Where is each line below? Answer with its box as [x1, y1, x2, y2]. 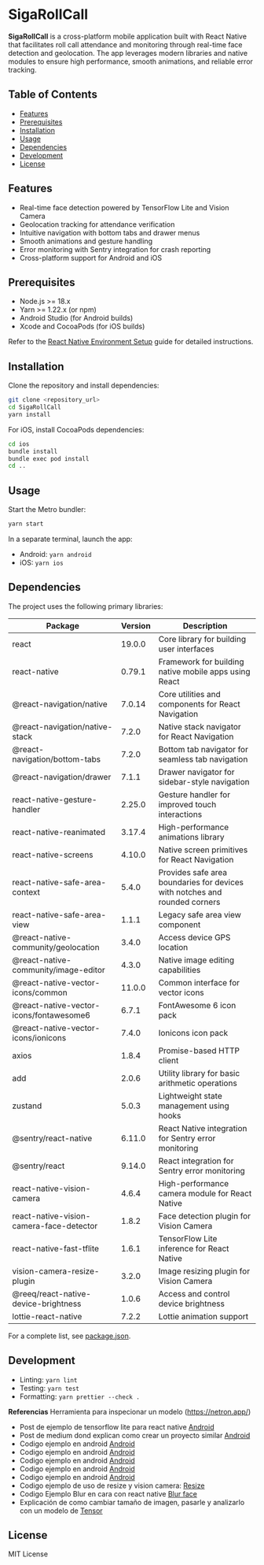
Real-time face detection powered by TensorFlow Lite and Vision [19, 202, 229, 212]
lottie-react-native [12, 1311, 82, 1322]
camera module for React [158, 1188, 252, 1199]
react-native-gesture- [12, 794, 97, 805]
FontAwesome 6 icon [158, 999, 236, 1011]
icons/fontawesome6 [12, 1010, 90, 1021]
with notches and [158, 886, 222, 897]
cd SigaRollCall [8, 403, 61, 411]
